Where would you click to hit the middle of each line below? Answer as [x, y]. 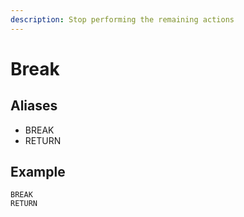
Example [38, 172]
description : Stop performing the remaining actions [122, 19]
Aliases [34, 106]
